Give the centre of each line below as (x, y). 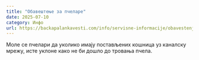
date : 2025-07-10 (28, 17)
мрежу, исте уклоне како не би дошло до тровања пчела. (79, 51)
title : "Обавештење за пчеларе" (46, 11)
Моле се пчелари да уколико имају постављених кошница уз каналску (96, 45)
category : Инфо (25, 22)
